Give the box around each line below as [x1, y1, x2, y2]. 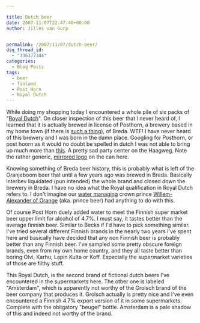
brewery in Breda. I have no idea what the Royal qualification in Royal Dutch [6, 184, 193, 192]
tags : [6, 69, 20, 75]
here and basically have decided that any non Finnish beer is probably [6, 234, 180, 242]
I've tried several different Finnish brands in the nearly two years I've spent [6, 228, 192, 235]
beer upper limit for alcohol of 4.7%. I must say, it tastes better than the [6, 215, 183, 222]
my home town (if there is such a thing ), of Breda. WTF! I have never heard [6, 128, 191, 135]
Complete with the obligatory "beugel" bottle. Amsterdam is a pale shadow [6, 304, 192, 311]
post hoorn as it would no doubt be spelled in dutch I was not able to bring [6, 140, 190, 148]
